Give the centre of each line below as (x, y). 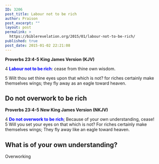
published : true (21, 41)
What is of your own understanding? (61, 145)
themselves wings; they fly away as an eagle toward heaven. (66, 83)
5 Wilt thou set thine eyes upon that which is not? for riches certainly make (79, 78)
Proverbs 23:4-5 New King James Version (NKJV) (56, 110)
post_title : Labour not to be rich (41, 14)
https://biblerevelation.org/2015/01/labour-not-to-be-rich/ (72, 37)
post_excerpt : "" (23, 23)
